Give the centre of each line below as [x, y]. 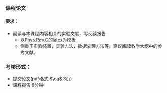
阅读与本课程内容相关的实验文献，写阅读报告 [59, 34]
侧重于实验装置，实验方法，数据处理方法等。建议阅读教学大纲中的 [89, 46]
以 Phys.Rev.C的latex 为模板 [48, 40]
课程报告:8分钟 [28, 85]
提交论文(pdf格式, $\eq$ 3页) [42, 79]
